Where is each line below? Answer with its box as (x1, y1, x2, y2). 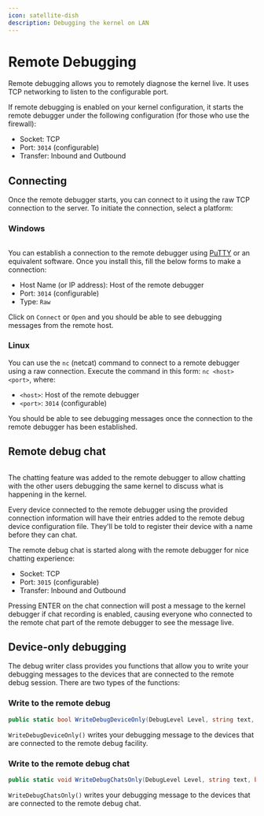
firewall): (8, 119, 37, 129)
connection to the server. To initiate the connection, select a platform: (8, 203, 233, 213)
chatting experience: (8, 553, 75, 563)
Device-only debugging (8, 640, 127, 654)
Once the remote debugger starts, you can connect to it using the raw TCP (8, 195, 250, 205)
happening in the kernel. (8, 490, 87, 499)
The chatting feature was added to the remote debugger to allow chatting (8, 472, 246, 482)
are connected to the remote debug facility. (8, 738, 148, 747)
